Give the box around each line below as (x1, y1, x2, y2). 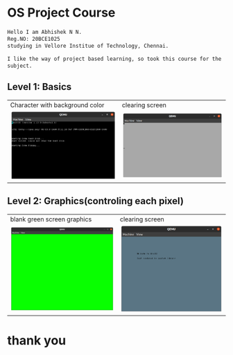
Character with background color (10, 100, 105, 109)
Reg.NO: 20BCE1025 (7, 35, 60, 42)
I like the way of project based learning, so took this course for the (7, 55, 222, 62)
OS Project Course (7, 5, 116, 21)
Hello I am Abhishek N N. (7, 28, 82, 35)
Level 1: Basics (7, 81, 72, 93)
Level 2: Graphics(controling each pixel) (7, 195, 184, 207)
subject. (7, 62, 33, 69)
